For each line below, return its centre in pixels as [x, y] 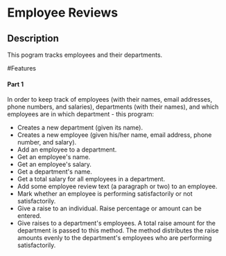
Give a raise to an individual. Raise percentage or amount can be [110, 208]
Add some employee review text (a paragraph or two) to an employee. [117, 186]
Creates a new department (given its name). [80, 128]
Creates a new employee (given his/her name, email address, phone [114, 135]
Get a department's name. [54, 172]
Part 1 [16, 84]
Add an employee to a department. [67, 149]
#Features [22, 68]
